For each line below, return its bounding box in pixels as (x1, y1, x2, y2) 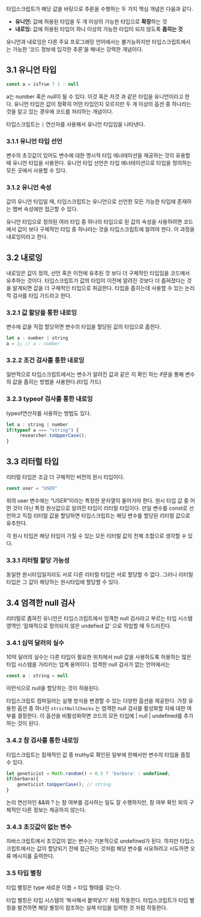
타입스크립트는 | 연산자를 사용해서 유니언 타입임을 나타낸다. (6, 121, 145, 128)
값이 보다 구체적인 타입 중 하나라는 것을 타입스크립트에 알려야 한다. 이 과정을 (17, 226, 195, 233)
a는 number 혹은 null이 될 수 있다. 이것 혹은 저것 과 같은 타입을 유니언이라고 (6, 92, 184, 100)
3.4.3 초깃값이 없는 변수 (6, 822, 72, 831)
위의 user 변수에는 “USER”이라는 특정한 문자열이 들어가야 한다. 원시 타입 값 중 (6, 497, 189, 504)
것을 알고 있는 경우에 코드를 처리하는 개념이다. (6, 107, 114, 115)
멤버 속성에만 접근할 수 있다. (12, 206, 79, 213)
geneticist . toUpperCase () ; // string (17, 781, 112, 787)
